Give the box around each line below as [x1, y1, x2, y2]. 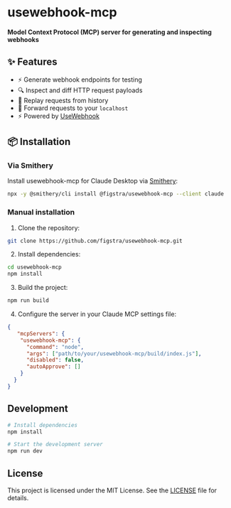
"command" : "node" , [26, 343, 84, 350]
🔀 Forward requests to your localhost [17, 104, 129, 112]
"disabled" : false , [26, 357, 84, 364]
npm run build [7, 297, 50, 304]
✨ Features [7, 56, 58, 68]
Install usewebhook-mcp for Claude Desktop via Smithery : [7, 177, 178, 185]
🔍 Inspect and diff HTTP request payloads [17, 86, 143, 94]
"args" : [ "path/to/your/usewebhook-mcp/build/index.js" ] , [26, 350, 202, 357]
